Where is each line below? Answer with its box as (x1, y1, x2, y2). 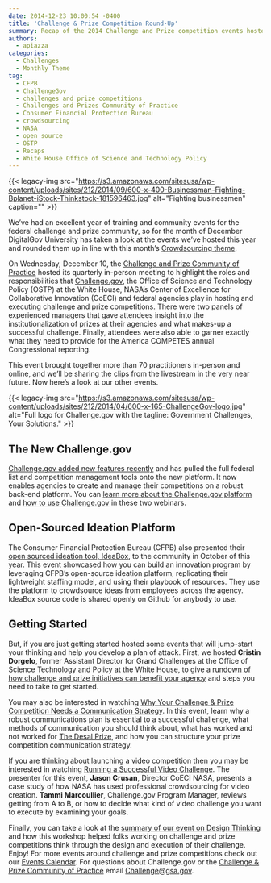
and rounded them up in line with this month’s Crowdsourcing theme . (8, 244, 238, 253)
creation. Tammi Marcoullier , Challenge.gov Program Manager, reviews (8, 789, 248, 799)
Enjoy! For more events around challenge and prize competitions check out (8, 848, 258, 858)
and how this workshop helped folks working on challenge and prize (8, 831, 236, 841)
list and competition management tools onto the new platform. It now (8, 473, 237, 482)
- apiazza (15, 42, 48, 50)
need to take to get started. (8, 681, 99, 691)
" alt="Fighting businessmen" (148, 194, 246, 203)
